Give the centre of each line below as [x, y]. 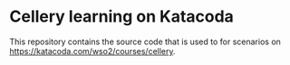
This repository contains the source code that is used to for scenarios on [145, 42]
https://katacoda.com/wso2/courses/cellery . [92, 51]
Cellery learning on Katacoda [121, 17]
